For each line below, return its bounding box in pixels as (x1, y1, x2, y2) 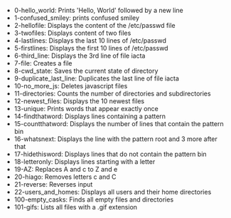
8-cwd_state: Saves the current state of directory (14, 67, 159, 75)
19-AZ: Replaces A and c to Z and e (14, 165, 118, 173)
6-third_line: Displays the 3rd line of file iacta (14, 51, 146, 60)
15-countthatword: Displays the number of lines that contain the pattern (14, 120, 224, 128)
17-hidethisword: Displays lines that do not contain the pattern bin (14, 150, 208, 158)
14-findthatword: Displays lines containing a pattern (14, 112, 166, 120)
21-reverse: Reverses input (14, 180, 93, 188)
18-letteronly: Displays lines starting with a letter (14, 157, 156, 166)
